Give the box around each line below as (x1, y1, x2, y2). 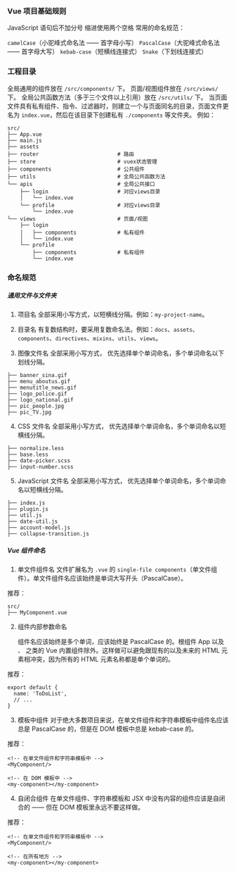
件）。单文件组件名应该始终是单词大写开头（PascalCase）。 (17, 574, 188, 583)
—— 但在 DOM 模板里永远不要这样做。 (31, 803, 145, 812)
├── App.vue (7, 130, 42, 138)
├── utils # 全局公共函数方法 (7, 173, 166, 180)
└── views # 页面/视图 (7, 215, 148, 223)
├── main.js (7, 137, 42, 144)
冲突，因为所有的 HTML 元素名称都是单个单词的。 (29, 655, 174, 664)
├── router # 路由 (7, 150, 135, 158)
